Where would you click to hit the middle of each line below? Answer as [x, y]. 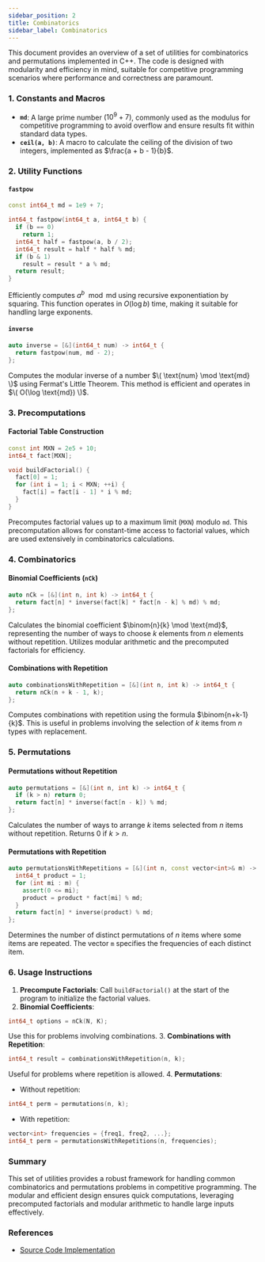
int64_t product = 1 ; [51, 876]
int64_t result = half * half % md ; [76, 249]
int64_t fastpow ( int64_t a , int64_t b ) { [78, 220]
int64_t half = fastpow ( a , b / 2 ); [74, 242]
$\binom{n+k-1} [223, 715]
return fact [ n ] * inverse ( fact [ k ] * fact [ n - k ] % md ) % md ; [118, 602]
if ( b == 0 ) [35, 227]
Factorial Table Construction [56, 432]
